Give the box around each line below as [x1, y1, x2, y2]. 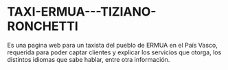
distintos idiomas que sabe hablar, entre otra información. [7, 55, 170, 63]
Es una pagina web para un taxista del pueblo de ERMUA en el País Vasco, [7, 41, 218, 49]
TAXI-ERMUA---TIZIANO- [7, 4, 157, 20]
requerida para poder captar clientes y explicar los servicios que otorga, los [7, 48, 222, 56]
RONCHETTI [7, 18, 79, 34]
